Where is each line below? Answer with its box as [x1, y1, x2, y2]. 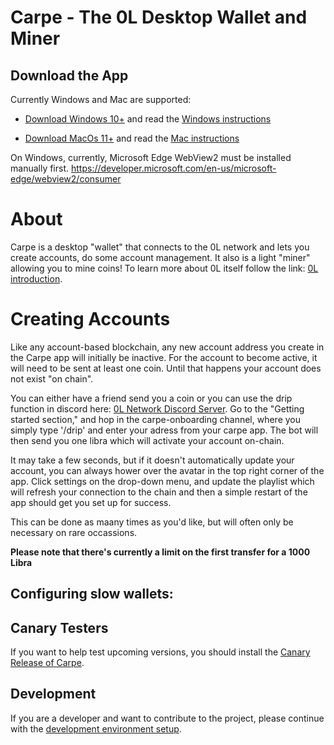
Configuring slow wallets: [10, 586, 174, 603]
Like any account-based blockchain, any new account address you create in [10, 341, 325, 353]
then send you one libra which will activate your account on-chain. [10, 434, 285, 446]
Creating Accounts [10, 308, 171, 331]
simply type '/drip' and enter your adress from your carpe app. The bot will [10, 424, 319, 436]
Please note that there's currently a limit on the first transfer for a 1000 [10, 546, 311, 558]
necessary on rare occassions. [10, 526, 138, 538]
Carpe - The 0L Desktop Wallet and [10, 6, 308, 29]
